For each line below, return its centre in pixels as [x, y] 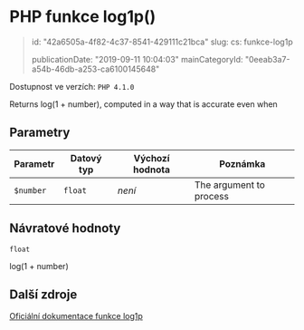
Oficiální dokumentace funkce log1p [76, 316]
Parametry [40, 133]
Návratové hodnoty [65, 228]
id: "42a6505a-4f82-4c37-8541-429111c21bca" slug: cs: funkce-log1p [162, 42]
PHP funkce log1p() [83, 17]
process [211, 196]
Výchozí [152, 158]
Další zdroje [43, 294]
